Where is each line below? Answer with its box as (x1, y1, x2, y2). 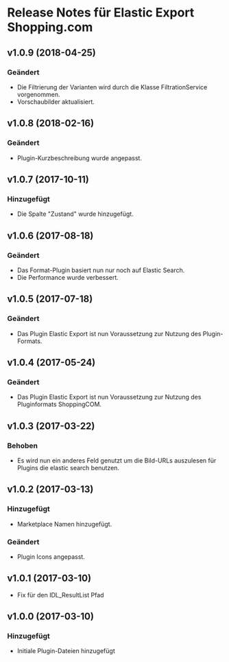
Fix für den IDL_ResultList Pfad (16, 591, 104, 599)
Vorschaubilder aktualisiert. (16, 98, 95, 106)
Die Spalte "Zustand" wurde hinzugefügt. (16, 210, 134, 218)
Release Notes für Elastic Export (7, 5, 195, 21)
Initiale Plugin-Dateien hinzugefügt (16, 647, 115, 655)
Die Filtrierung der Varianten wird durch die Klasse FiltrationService (16, 82, 208, 91)
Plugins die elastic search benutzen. (16, 464, 120, 472)
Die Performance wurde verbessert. (16, 273, 119, 281)
